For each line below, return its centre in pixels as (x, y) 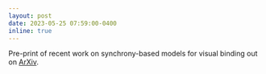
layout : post (30, 16)
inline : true (30, 31)
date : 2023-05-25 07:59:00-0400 (62, 23)
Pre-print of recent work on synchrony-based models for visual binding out (133, 54)
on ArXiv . (23, 62)
